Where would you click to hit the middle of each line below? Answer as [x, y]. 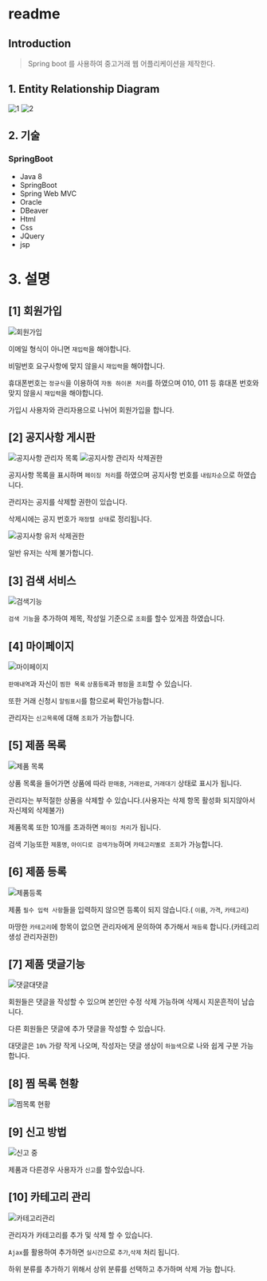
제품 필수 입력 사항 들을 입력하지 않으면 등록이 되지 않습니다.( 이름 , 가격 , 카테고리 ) [129, 909]
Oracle [31, 202]
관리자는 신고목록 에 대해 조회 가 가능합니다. [71, 717]
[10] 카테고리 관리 [49, 1197]
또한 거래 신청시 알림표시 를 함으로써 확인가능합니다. [86, 700]
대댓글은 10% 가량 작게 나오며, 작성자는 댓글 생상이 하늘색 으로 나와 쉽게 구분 [124, 1046]
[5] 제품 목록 [37, 746]
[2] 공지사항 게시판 [52, 437]
